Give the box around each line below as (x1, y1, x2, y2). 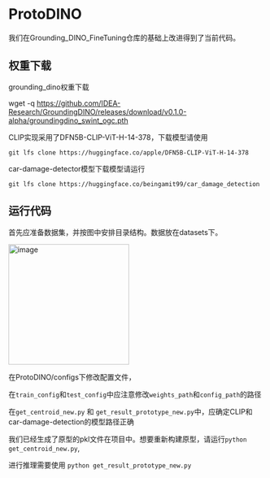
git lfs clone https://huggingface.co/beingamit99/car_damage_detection (8, 180, 260, 188)
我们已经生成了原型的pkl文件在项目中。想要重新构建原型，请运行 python (8, 434, 247, 444)
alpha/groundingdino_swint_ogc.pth (8, 115, 128, 125)
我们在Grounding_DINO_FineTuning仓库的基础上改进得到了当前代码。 (8, 33, 241, 42)
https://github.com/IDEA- (36, 98, 121, 108)
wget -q (8, 98, 35, 108)
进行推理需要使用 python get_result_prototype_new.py (8, 460, 192, 470)
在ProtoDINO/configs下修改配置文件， (8, 372, 137, 382)
